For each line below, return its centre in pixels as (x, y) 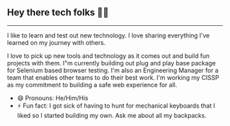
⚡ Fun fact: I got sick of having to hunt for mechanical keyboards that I (116, 106)
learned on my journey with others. (56, 42)
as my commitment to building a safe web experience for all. (92, 84)
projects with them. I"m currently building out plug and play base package (112, 63)
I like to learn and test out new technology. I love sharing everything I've (108, 35)
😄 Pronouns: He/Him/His (53, 98)
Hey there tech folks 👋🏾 (58, 13)
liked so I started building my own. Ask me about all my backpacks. (112, 115)
